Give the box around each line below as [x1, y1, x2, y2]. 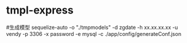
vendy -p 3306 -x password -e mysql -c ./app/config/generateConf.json [6, 30, 182, 37]
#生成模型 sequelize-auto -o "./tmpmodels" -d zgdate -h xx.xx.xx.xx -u [6, 24, 178, 31]
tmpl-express [6, 4, 74, 17]
